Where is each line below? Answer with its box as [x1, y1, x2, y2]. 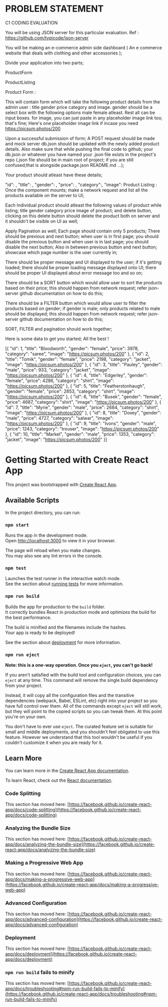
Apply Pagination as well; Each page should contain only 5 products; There [5, 228, 160, 234]
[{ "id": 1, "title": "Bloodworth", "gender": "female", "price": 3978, [5, 345, 139, 351]
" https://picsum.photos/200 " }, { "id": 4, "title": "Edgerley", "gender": [5, 372, 148, 378]
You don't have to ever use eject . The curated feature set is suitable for [5, 723, 153, 729]
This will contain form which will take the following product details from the [5, 99, 160, 105]
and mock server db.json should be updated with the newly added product [5, 141, 159, 147]
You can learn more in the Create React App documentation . [5, 767, 130, 774]
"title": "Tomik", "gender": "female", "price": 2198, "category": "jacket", [5, 356, 151, 362]
